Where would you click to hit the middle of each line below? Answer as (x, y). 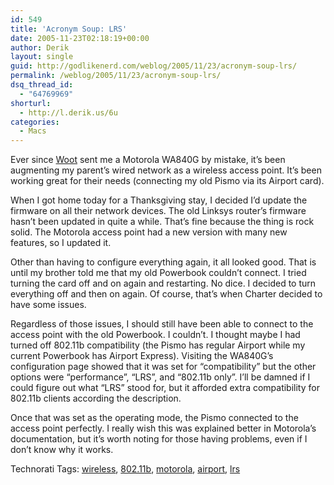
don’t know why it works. (62, 450)
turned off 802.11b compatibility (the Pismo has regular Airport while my (158, 345)
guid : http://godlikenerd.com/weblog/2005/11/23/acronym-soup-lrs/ (154, 66)
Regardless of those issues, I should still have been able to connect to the (162, 324)
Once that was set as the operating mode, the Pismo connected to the (154, 418)
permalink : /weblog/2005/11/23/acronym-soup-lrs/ (116, 76)
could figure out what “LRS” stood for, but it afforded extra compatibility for (165, 388)
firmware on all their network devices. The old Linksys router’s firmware (158, 211)
